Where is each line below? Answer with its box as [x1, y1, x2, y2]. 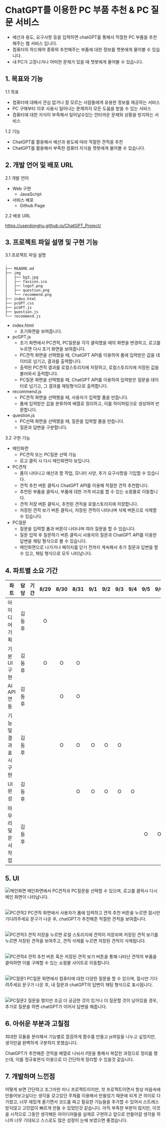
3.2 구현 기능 [5, 435, 31, 441]
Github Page [19, 202, 45, 208]
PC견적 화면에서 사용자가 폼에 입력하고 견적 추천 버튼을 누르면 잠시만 [28, 910, 161, 915]
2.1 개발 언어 [5, 175, 29, 181]
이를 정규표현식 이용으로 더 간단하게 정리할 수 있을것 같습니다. [15, 1056, 134, 1062]
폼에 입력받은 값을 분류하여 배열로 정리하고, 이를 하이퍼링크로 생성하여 [19, 401, 155, 407]
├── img [5, 270, 21, 276]
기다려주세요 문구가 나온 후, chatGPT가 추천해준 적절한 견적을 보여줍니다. [5, 916, 147, 922]
